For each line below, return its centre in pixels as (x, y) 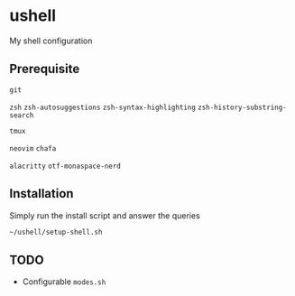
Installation (41, 194)
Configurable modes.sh (64, 282)
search (22, 115)
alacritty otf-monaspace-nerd (65, 166)
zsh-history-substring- (242, 107)
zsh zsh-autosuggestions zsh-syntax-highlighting (103, 107)
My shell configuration (51, 41)
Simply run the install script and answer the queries (105, 215)
